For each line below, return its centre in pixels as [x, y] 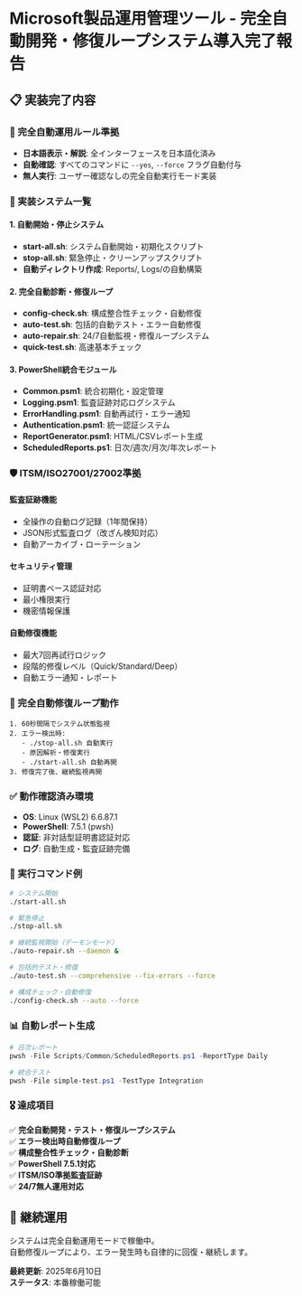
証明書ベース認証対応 [62, 587]
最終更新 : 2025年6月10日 [55, 1272]
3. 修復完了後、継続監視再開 [56, 772]
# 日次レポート [34, 1047]
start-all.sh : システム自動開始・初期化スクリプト [113, 246]
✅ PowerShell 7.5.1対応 [53, 1163]
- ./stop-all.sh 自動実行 [67, 743]
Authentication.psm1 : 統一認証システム [96, 425]
